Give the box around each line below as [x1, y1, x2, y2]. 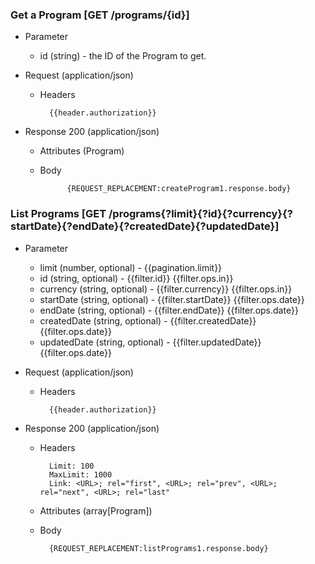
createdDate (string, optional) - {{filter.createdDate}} [39, 314, 257, 327]
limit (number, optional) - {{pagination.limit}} [39, 261, 223, 273]
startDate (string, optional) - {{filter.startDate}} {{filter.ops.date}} [39, 293, 305, 305]
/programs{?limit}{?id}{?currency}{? [108, 207, 293, 221]
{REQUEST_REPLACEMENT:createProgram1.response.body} [66, 184, 292, 194]
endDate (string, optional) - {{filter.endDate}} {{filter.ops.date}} [39, 304, 299, 316]
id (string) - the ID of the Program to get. [39, 50, 207, 62]
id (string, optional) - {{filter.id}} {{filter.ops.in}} [39, 272, 234, 284]
